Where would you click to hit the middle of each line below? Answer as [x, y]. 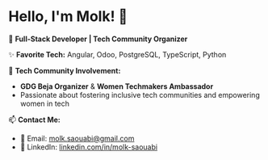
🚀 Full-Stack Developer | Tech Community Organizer [98, 39]
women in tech [45, 103]
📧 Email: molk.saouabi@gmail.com [77, 138]
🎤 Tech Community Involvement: [65, 70]
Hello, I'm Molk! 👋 [68, 17]
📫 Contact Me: [34, 120]
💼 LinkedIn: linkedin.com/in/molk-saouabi [89, 147]
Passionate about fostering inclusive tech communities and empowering [140, 95]
